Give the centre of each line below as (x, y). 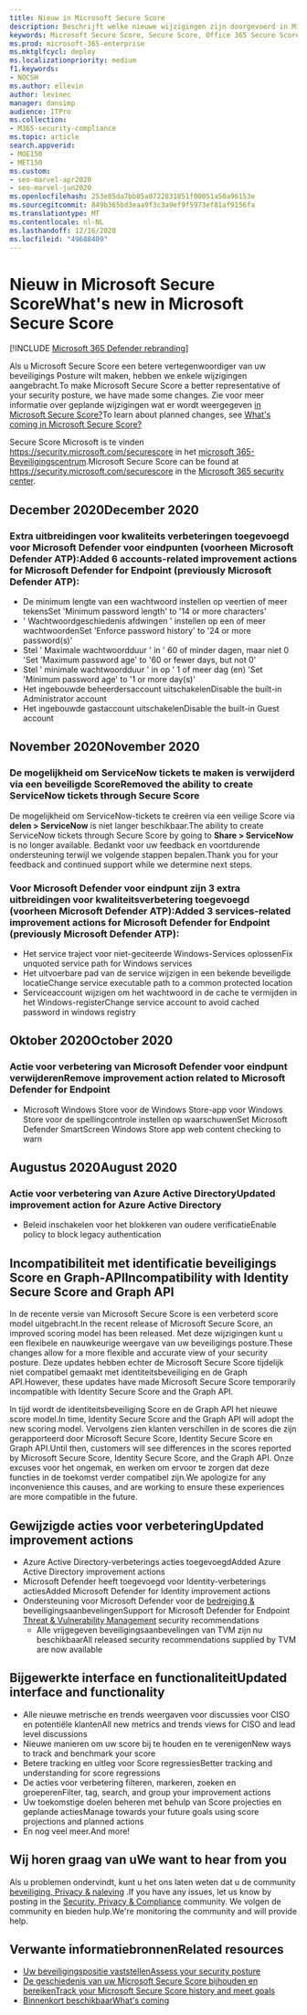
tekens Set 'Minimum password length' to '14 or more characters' (144, 611)
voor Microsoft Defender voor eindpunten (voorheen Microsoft (152, 547)
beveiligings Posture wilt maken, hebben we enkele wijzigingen (128, 376)
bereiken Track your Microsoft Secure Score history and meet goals (149, 1991)
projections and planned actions (83, 1821)
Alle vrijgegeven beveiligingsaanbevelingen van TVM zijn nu (149, 1630)
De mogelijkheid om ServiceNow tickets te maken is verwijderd (152, 773)
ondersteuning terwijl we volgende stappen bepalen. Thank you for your (144, 854)
